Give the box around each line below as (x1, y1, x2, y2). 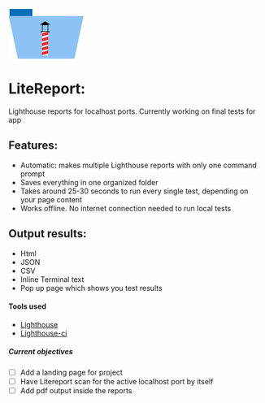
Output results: (8, 227, 87, 240)
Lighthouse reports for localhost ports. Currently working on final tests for (8, 106, 256, 116)
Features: (8, 139, 59, 153)
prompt (20, 168, 46, 179)
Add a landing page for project (20, 367, 124, 377)
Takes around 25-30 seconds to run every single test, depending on (20, 186, 249, 196)
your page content (20, 194, 83, 204)
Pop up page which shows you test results (20, 283, 163, 292)
